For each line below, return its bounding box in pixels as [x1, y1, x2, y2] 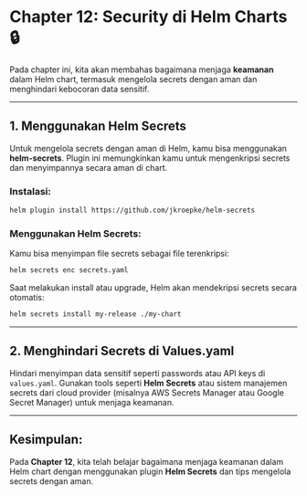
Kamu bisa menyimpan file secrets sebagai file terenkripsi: [9, 248, 230, 259]
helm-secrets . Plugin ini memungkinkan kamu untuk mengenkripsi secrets [9, 153, 291, 164]
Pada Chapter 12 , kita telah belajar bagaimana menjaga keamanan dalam [9, 456, 284, 467]
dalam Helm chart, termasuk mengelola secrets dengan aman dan [9, 73, 258, 84]
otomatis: [9, 292, 45, 303]
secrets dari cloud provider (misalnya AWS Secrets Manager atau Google [9, 386, 285, 398]
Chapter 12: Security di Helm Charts [9, 6, 288, 27]
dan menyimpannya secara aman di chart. [9, 162, 168, 173]
